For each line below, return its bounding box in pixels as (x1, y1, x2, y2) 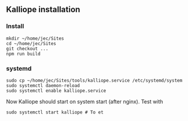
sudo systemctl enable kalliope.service (6, 88, 107, 94)
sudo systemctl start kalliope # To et (6, 109, 104, 115)
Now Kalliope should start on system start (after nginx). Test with (6, 98, 163, 105)
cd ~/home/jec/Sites (6, 40, 57, 46)
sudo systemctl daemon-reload (6, 82, 80, 88)
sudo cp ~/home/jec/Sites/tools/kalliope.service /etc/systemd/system (6, 77, 183, 84)
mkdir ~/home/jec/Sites (6, 35, 65, 42)
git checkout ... (6, 46, 49, 51)
